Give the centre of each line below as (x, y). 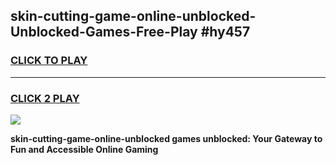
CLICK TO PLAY (49, 61)
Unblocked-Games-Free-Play (104, 32)
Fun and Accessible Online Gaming (84, 149)
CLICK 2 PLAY (45, 98)
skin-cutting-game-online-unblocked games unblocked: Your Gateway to (166, 138)
